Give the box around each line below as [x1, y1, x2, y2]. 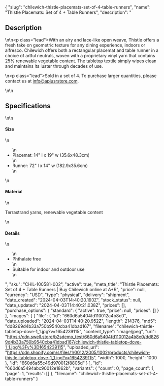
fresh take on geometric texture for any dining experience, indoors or [5, 42, 146, 48]
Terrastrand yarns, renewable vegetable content [5, 210, 103, 215]
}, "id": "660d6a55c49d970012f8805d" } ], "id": [5, 360, 102, 366]
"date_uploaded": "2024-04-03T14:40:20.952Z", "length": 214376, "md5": [5, 318, 157, 324]
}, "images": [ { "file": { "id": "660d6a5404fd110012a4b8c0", [5, 313, 127, 319]
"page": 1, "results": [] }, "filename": [5, 371, 78, 377]
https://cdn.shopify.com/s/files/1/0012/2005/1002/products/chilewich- [7, 349, 150, 355]
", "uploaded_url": [63, 344, 99, 350]
